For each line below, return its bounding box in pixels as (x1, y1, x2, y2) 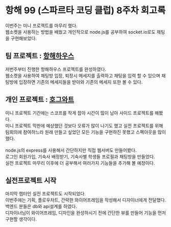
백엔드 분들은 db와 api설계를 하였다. (5, 204, 78, 210)
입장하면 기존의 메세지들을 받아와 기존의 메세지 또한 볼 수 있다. (18, 79, 143, 85)
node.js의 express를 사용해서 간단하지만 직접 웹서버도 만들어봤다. (5, 147, 137, 153)
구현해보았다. (10, 35, 37, 41)
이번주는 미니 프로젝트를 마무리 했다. (5, 22, 78, 29)
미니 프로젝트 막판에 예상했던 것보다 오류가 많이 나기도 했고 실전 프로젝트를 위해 (5, 122, 163, 129)
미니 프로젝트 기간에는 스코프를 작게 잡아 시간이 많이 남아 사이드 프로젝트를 (5, 110, 154, 116)
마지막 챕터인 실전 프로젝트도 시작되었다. (5, 191, 86, 197)
